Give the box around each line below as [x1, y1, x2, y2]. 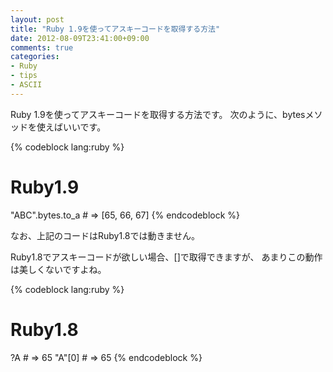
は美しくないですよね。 [10, 263, 107, 275]
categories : [10, 52, 60, 62]
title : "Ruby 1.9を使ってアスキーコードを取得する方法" [10, 24, 221, 34]
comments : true [10, 42, 74, 53]
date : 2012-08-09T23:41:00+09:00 [10, 33, 150, 43]
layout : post [10, 14, 65, 25]
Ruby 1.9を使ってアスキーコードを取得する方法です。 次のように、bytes [10, 108, 306, 120]
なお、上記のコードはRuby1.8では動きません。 [10, 229, 201, 241]
